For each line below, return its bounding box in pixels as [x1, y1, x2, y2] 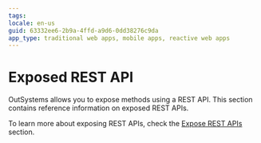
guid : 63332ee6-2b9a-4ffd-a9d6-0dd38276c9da [8, 26, 159, 34]
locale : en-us [8, 19, 56, 27]
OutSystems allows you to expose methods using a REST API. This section [8, 95, 253, 105]
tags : [8, 11, 26, 20]
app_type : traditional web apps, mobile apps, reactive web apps [8, 34, 230, 42]
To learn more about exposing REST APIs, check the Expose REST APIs [8, 119, 243, 129]
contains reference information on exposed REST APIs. [8, 103, 189, 113]
